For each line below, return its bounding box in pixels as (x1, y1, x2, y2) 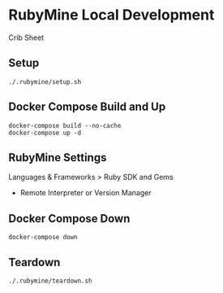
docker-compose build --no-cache (8, 121, 122, 129)
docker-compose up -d (8, 129, 82, 137)
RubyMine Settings (8, 151, 107, 164)
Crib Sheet (8, 33, 45, 42)
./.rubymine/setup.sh (8, 77, 82, 86)
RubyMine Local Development (8, 6, 215, 24)
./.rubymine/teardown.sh (8, 277, 92, 285)
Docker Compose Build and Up (8, 100, 166, 114)
